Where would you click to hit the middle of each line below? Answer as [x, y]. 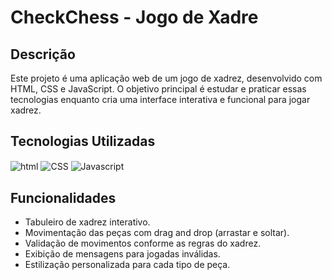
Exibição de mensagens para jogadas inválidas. [122, 254]
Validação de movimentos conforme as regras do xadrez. [143, 243]
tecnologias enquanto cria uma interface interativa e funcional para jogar [160, 99]
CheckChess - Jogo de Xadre [134, 17]
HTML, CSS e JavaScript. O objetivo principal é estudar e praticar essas [158, 89]
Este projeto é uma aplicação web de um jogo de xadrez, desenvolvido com [166, 78]
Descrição [43, 54]
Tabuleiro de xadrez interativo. [87, 222]
